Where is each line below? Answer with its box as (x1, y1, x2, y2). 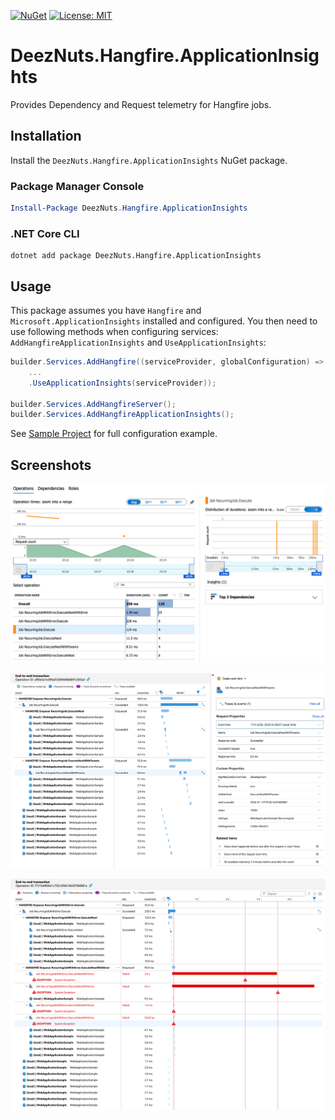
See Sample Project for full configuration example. (10, 428, 218, 440)
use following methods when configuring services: (10, 326, 219, 338)
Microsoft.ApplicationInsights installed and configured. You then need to (10, 315, 318, 327)
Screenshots (10, 456, 92, 474)
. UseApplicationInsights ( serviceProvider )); (28, 378, 217, 388)
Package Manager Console (10, 179, 145, 193)
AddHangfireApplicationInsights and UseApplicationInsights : (10, 336, 267, 349)
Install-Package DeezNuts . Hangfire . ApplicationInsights (10, 203, 248, 214)
